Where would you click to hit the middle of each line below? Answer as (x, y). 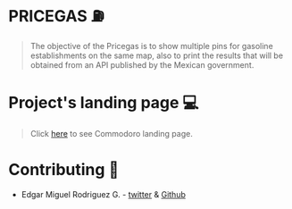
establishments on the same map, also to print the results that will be (156, 55)
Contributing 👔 (64, 170)
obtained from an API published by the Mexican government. (142, 64)
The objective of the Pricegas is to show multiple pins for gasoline (151, 46)
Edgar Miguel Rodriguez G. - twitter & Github (104, 194)
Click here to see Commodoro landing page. (111, 133)
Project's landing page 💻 (104, 103)
